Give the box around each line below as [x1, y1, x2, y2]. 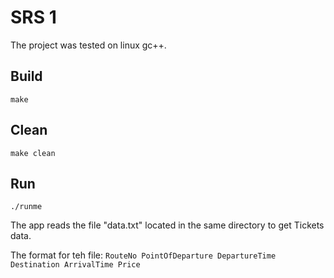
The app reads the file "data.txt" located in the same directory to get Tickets [10, 219, 325, 231]
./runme [10, 202, 43, 212]
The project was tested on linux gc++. [10, 39, 167, 51]
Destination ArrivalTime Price [10, 260, 141, 270]
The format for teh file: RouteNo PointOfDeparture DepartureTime [10, 249, 277, 261]
